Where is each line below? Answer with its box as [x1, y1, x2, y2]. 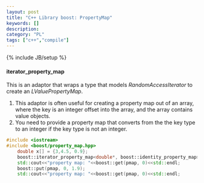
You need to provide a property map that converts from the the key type [15, 119, 195, 126]
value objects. [15, 112, 50, 120]
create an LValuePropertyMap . [6, 88, 83, 95]
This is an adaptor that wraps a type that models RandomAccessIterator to [6, 81, 193, 89]
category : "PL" [6, 32, 45, 38]
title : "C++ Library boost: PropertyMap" [6, 15, 113, 21]
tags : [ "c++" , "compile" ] [6, 37, 69, 43]
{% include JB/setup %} [6, 54, 67, 61]
